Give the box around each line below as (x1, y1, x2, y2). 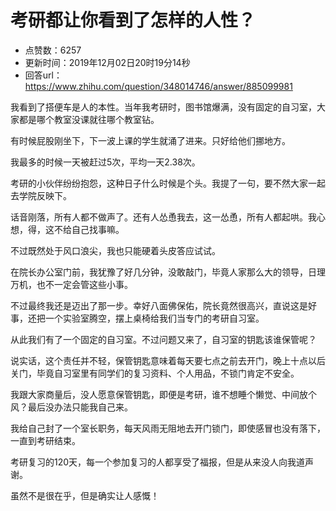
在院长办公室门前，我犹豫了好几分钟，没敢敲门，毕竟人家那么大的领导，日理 (10, 266, 326, 278)
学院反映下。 (18, 189, 72, 201)
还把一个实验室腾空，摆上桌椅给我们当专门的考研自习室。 (27, 312, 265, 324)
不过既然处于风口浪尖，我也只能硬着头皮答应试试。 (10, 244, 221, 256)
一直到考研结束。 (10, 434, 81, 446)
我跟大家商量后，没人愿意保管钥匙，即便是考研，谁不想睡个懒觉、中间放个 (10, 388, 317, 400)
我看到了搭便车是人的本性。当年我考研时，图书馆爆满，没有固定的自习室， (10, 101, 317, 113)
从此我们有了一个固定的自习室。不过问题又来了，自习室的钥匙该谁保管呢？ (10, 333, 317, 345)
